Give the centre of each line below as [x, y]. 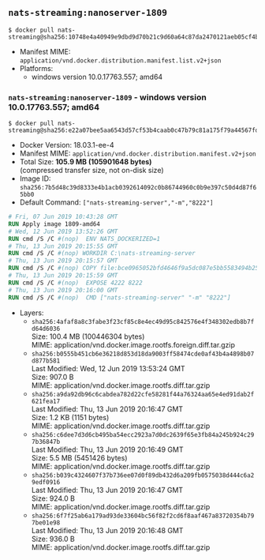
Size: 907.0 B [52, 377]
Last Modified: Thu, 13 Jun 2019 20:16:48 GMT [107, 530]
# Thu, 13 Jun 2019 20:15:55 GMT [63, 246]
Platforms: [36, 68]
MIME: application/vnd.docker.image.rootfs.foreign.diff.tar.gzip [133, 344]
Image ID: [35, 179]
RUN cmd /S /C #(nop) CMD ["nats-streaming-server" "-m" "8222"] [119, 297]
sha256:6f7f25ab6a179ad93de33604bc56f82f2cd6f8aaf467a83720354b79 [143, 516]
